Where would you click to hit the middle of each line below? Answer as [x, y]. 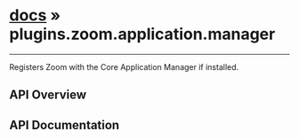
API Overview [48, 95]
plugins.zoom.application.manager [142, 34]
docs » [35, 15]
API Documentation [65, 125]
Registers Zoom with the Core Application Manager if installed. [124, 66]
